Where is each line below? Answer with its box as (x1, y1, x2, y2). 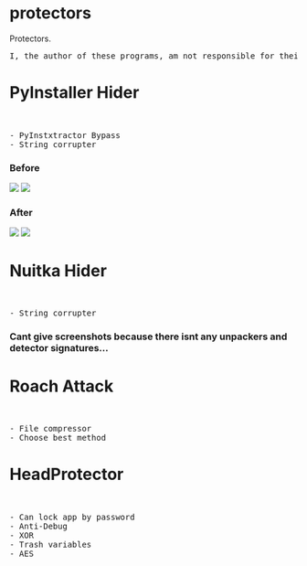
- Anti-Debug (9, 521, 69, 532)
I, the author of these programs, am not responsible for (9, 50, 275, 61)
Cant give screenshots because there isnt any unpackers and (9, 330, 288, 343)
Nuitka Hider (9, 260, 108, 281)
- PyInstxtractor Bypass (9, 130, 121, 140)
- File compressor (9, 423, 92, 434)
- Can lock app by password (9, 512, 135, 523)
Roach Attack (9, 376, 114, 396)
